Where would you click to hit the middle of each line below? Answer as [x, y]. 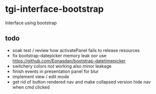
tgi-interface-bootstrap [54, 9]
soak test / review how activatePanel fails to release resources [76, 50]
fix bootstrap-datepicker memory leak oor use [59, 55]
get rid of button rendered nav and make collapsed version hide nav [81, 82]
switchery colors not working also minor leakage [62, 66]
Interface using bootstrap [31, 23]
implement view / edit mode [41, 76]
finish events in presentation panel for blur [55, 71]
